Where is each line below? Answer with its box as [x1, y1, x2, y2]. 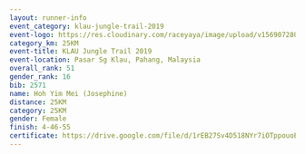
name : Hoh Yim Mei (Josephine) [9, 89, 128, 98]
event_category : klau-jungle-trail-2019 [9, 22, 165, 31]
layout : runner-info [9, 13, 88, 23]
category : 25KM [9, 106, 67, 115]
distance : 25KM [9, 97, 67, 107]
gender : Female [9, 114, 67, 123]
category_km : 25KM [9, 38, 79, 48]
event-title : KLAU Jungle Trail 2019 [9, 47, 152, 56]
